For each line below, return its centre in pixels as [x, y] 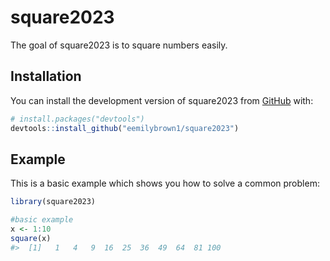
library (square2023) [53, 202]
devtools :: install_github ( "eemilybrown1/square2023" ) [125, 128]
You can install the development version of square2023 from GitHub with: [162, 100]
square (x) [31, 238]
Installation [46, 76]
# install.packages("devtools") [77, 119]
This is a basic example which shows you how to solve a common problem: [165, 183]
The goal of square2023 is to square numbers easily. [119, 45]
